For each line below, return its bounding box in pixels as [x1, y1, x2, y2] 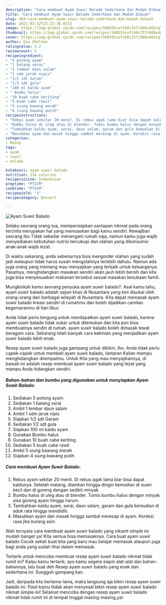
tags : [5, 145, 17, 150]
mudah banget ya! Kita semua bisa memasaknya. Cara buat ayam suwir [5, 533, 151, 539]
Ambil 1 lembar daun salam [12, 405, 67, 411]
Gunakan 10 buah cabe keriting [12, 437, 76, 443]
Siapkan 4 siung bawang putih [12, 452, 74, 458]
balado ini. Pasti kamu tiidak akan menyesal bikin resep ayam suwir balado [5, 584, 157, 590]
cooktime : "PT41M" [5, 186, 43, 191]
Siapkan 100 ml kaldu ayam [12, 426, 68, 432]
